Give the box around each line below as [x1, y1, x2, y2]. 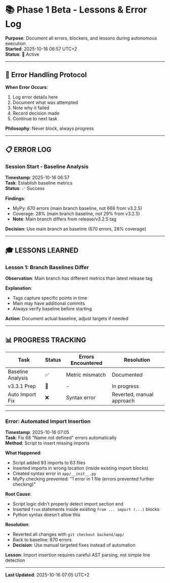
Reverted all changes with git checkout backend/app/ [12, 531, 125, 537]
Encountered [70, 359, 103, 367]
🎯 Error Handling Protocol [5, 70, 87, 79]
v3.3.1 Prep [8, 382, 36, 389]
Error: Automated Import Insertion [5, 418, 91, 425]
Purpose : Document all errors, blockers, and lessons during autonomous [5, 35, 157, 41]
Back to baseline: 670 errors [12, 537, 72, 543]
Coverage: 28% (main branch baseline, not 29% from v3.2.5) [12, 211, 140, 217]
